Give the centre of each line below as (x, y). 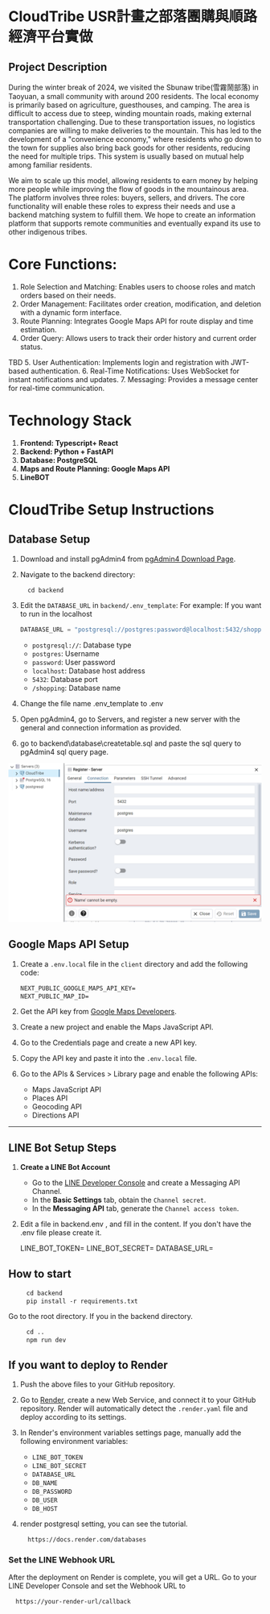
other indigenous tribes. (48, 232)
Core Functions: (63, 265)
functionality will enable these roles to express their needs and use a (122, 206)
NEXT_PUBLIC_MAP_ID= (54, 996)
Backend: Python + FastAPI (67, 451)
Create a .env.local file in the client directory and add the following (134, 963)
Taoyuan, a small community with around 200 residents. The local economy (134, 96)
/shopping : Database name (76, 688)
